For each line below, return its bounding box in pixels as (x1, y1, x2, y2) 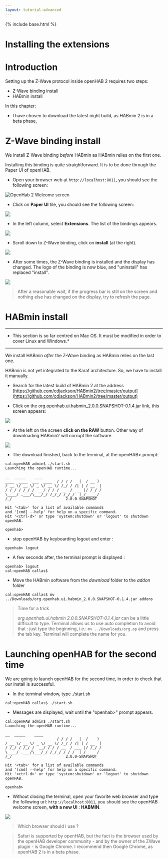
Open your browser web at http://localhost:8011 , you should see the (12, 176, 157, 183)
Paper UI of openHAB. (5, 167, 51, 173)
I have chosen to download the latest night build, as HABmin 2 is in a (12, 112, 153, 118)
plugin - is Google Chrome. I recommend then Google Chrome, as (17, 843, 153, 849)
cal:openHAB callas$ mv (5, 592, 55, 597)
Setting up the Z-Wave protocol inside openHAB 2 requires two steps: (5, 78, 148, 84)
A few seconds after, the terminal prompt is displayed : (12, 554, 125, 560)
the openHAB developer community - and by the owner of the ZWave (17, 838, 160, 844)
